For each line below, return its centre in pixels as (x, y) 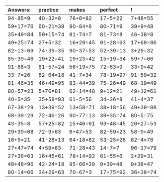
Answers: (19, 10)
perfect (109, 10)
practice (48, 10)
